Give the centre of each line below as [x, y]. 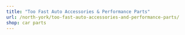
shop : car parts [26, 23]
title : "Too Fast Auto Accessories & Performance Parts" [78, 12]
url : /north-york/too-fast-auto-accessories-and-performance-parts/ [93, 17]
